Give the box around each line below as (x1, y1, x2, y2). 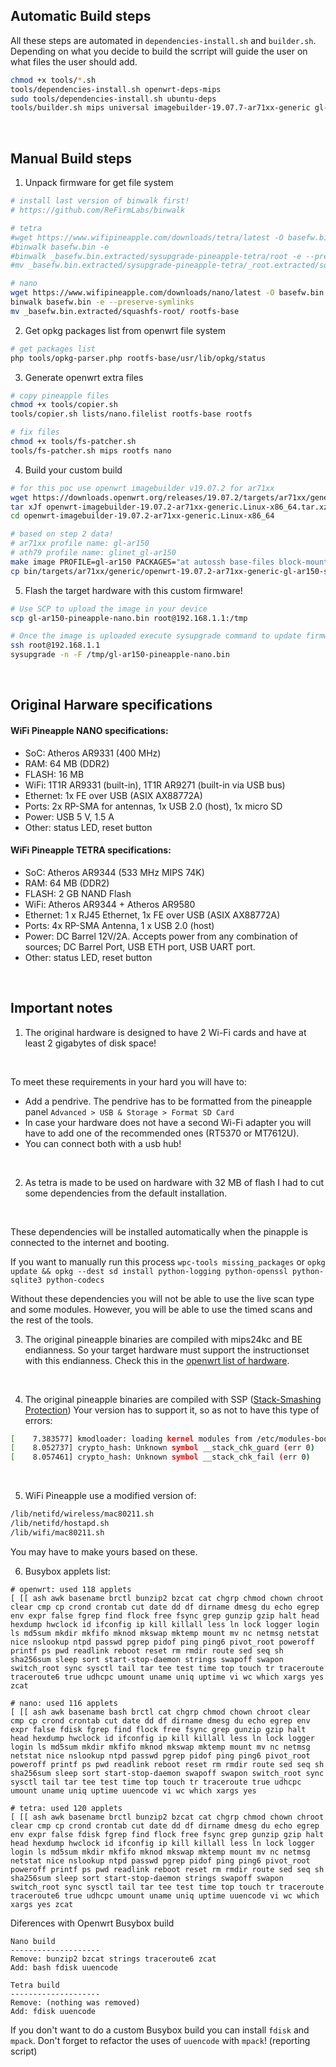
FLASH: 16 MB (24, 768, 85, 780)
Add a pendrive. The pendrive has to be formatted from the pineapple (24, 1095, 313, 1107)
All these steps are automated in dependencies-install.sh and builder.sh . (10, 34, 317, 46)
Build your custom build (24, 464, 123, 476)
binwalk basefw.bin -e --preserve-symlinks (10, 297, 195, 307)
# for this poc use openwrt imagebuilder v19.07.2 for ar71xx (10, 483, 275, 493)
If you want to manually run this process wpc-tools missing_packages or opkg (10, 1255, 326, 1268)
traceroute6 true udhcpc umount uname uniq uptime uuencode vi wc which (10, 1890, 320, 1901)
